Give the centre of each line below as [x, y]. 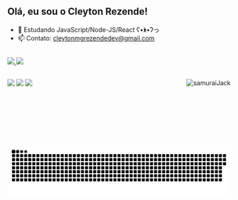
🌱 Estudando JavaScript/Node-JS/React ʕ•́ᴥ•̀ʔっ [89, 29]
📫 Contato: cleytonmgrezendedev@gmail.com [86, 38]
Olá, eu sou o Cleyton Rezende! [78, 12]
